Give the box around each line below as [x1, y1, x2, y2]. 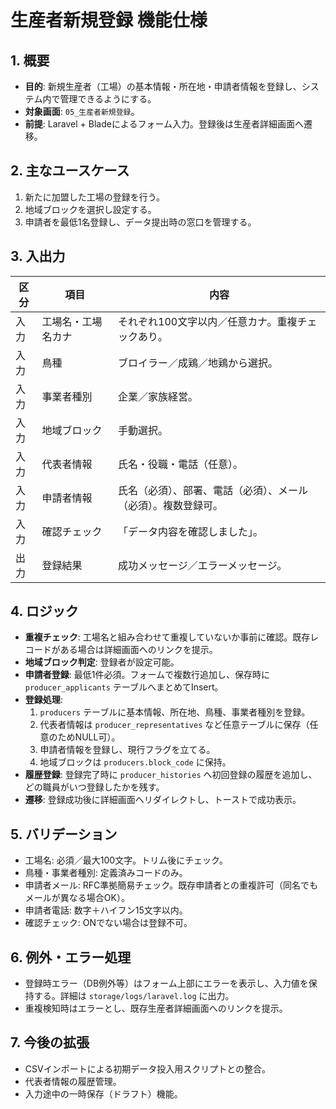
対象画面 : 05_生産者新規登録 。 [24, 106, 140, 117]
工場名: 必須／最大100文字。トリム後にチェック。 [24, 854, 229, 866]
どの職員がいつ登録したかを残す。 [24, 781, 165, 793]
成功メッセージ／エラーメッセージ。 [118, 558, 288, 572]
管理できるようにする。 [59, 93, 157, 105]
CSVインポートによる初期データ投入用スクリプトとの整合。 [24, 1062, 272, 1075]
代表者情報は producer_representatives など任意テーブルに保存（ [39, 719, 310, 731]
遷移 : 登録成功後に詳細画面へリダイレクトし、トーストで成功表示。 [24, 794, 302, 806]
